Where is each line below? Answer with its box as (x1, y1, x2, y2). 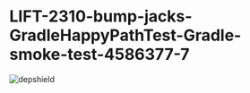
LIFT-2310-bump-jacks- (9, 6, 193, 27)
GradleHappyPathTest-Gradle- (9, 25, 242, 46)
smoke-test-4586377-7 (9, 45, 190, 64)
